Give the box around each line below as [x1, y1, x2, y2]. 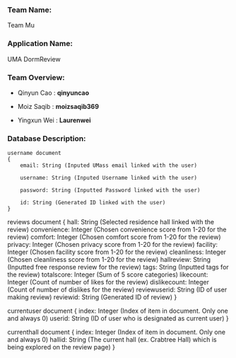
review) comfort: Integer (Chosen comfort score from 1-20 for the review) [7, 233, 221, 241]
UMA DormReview [7, 54, 61, 63]
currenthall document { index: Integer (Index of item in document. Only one [7, 328, 226, 337]
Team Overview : [7, 72, 65, 82]
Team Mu [7, 21, 35, 30]
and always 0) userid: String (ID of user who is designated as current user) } [7, 314, 230, 323]
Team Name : [7, 5, 52, 15]
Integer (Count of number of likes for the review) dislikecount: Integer [7, 278, 210, 287]
